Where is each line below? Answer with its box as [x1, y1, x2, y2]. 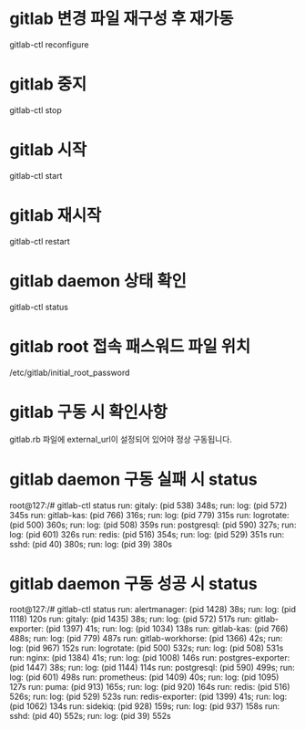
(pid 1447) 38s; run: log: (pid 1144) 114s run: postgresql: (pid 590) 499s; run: [9, 662, 296, 673]
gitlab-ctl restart [9, 235, 70, 246]
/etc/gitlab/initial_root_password [9, 367, 130, 378]
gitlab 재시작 [9, 205, 102, 225]
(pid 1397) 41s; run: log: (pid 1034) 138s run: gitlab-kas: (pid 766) [45, 623, 289, 634]
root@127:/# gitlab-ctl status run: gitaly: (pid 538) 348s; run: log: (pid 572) [9, 499, 288, 511]
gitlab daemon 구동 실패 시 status [9, 469, 258, 489]
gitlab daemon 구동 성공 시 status [9, 573, 258, 594]
